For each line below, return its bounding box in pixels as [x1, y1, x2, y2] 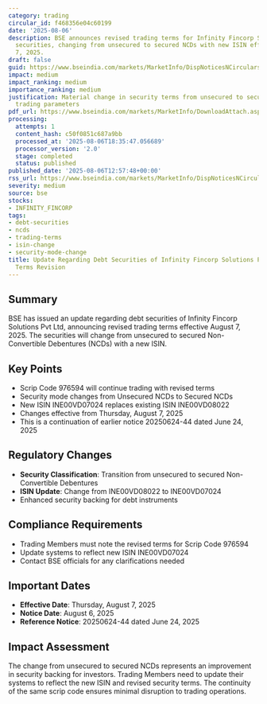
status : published [15, 160, 77, 168]
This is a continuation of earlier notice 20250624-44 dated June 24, [19, 417, 244, 426]
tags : [8, 212, 26, 220]
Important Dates [8, 579, 91, 593]
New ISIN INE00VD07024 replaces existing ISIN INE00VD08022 [19, 400, 230, 410]
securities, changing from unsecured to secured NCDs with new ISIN [15, 41, 247, 49]
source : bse [8, 189, 48, 197]
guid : [8, 64, 26, 72]
